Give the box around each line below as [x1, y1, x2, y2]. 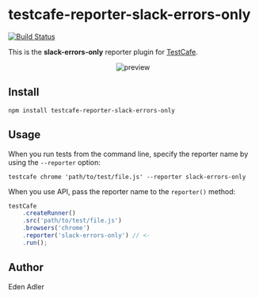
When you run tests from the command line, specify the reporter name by [8, 149, 249, 159]
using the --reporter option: [8, 157, 101, 167]
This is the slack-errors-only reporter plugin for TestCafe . [8, 47, 198, 56]
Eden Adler [8, 281, 45, 291]
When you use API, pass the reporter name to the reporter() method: [8, 186, 236, 196]
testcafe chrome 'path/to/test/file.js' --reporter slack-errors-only [8, 173, 246, 181]
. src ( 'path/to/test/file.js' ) [22, 216, 123, 225]
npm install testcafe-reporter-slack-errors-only [8, 106, 176, 114]
